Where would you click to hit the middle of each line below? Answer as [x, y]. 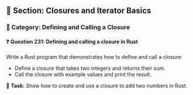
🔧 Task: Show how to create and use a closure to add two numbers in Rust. [97, 86]
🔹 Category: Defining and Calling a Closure [68, 27]
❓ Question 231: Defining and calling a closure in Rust [72, 41]
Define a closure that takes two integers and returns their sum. [90, 68]
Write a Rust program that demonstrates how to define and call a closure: [94, 57]
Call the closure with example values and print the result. [83, 74]
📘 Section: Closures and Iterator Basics [79, 11]
